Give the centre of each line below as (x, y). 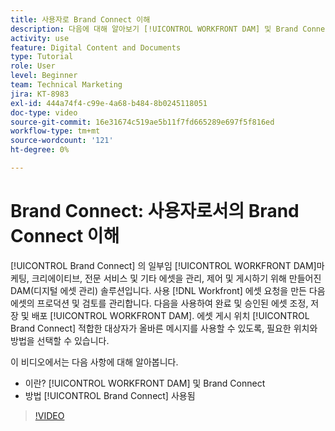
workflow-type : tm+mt (55, 131)
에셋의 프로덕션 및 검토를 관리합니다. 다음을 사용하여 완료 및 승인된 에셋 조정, (159, 303)
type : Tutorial (42, 57)
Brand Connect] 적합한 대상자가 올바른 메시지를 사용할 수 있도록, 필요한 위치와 (164, 328)
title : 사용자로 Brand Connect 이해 (80, 19)
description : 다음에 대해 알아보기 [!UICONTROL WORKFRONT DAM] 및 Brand (154, 29)
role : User (33, 66)
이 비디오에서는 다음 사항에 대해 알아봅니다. (94, 362)
